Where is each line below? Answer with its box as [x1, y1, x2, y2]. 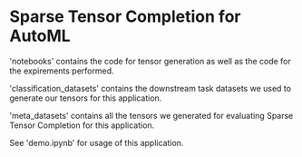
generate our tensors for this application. [9, 93, 162, 103]
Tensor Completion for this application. [9, 120, 155, 131]
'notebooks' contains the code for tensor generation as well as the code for [9, 55, 292, 66]
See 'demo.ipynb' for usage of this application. [9, 137, 184, 148]
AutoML [9, 25, 71, 46]
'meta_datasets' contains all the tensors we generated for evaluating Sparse [9, 110, 294, 121]
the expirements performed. [9, 65, 114, 76]
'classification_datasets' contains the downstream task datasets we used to [9, 83, 292, 93]
